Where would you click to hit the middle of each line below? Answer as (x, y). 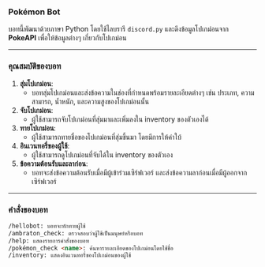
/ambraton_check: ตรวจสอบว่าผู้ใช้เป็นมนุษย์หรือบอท (76, 233)
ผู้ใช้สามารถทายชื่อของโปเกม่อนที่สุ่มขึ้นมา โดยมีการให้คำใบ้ (106, 137)
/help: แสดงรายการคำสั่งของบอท (49, 241)
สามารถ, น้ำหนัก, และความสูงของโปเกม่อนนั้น (90, 101)
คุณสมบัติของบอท (35, 66)
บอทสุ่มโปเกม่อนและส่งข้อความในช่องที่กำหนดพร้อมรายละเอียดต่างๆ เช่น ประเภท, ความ (143, 92)
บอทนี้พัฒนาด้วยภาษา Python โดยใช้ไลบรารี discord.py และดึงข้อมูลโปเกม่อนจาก (118, 29)
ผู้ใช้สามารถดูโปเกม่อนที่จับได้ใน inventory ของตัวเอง (102, 154)
